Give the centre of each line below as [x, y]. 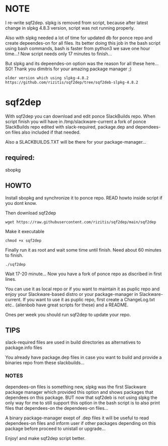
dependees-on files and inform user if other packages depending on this [80, 423]
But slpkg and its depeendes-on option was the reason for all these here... [82, 63]
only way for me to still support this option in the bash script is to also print [82, 403]
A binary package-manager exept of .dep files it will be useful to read [77, 418]
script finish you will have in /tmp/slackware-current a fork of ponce [76, 122]
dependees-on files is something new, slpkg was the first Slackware [76, 387]
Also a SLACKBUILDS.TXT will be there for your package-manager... [76, 142]
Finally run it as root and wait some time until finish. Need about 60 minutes [83, 250]
